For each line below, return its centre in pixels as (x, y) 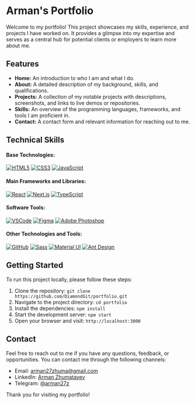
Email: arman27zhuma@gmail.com (56, 371)
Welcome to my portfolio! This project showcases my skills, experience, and (97, 27)
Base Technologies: (31, 155)
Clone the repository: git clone (52, 291)
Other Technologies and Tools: (44, 234)
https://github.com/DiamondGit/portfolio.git (71, 296)
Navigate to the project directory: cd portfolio (71, 302)
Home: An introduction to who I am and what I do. (74, 78)
